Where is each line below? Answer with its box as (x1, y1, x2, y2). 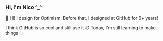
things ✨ (5, 30, 23, 36)
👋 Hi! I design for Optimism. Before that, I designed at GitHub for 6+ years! (5, 15, 159, 21)
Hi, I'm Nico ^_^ (5, 4, 42, 11)
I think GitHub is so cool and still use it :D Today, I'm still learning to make (5, 25, 156, 31)
